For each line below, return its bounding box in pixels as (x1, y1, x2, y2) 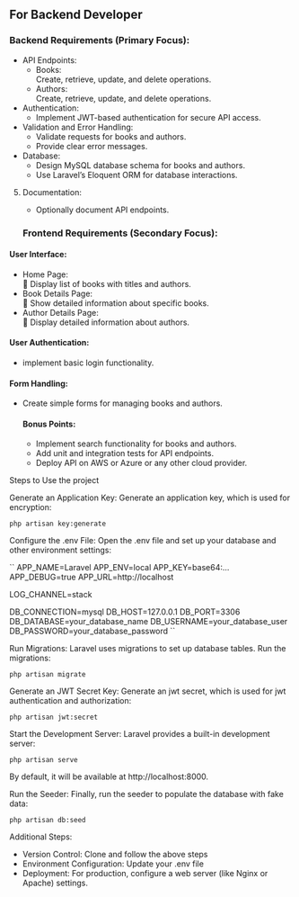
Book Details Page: (22, 288, 92, 299)
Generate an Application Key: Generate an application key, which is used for (9, 492, 290, 503)
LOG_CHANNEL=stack (9, 589, 92, 600)
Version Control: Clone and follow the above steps (22, 849, 208, 860)
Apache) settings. (22, 877, 88, 889)
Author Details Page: (22, 307, 99, 318)
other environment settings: (9, 544, 112, 556)
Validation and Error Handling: (22, 121, 134, 132)
